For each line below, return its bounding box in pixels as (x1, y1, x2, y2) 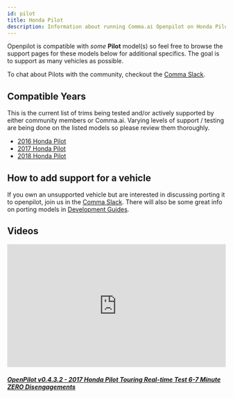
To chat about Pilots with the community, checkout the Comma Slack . (7, 70, 206, 78)
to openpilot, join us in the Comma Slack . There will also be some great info (7, 198, 223, 206)
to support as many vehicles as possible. (7, 57, 123, 65)
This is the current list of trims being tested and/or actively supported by (7, 109, 214, 117)
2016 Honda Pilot (17, 137, 67, 146)
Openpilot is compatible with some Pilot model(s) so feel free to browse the (7, 42, 223, 51)
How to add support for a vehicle (7, 172, 151, 184)
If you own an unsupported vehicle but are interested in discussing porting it (7, 190, 225, 199)
